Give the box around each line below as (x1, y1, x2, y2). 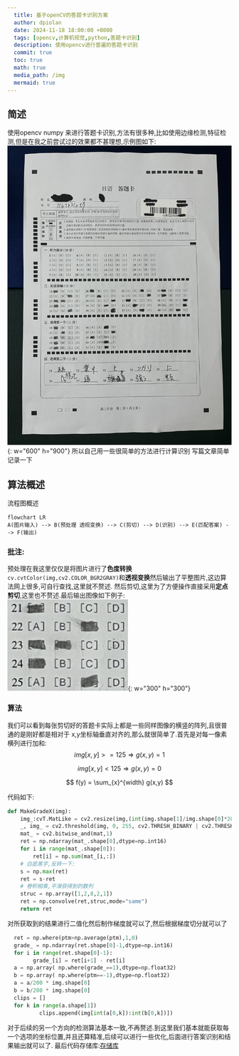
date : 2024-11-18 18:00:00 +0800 (14, 26, 113, 33)
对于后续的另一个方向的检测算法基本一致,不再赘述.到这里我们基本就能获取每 (7, 1023, 230, 1032)
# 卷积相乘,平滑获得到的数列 (20, 883, 94, 890)
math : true (14, 64, 46, 71)
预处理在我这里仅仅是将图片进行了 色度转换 (7, 564, 132, 573)
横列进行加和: (7, 738, 48, 747)
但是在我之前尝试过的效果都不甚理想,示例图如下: (15, 138, 156, 146)
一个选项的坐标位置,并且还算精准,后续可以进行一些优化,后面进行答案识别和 (7, 1032, 225, 1040)
